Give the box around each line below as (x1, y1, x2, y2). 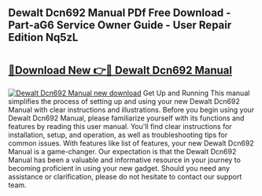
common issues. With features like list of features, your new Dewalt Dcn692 (8, 139, 254, 148)
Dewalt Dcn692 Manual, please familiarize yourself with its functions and (8, 113, 245, 123)
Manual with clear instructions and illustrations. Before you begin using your (8, 105, 255, 114)
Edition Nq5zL (8, 31, 79, 44)
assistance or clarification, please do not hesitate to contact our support (8, 172, 242, 181)
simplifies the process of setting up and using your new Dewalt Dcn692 (8, 97, 240, 105)
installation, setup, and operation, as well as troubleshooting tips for (8, 130, 228, 139)
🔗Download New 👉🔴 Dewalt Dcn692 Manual (8, 63, 232, 77)
